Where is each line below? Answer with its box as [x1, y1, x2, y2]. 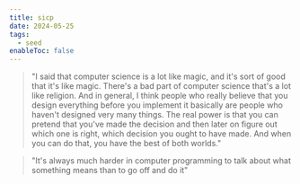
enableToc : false [9, 47, 75, 56]
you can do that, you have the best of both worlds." [31, 138, 222, 149]
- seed [17, 38, 42, 48]
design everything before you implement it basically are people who [31, 100, 283, 110]
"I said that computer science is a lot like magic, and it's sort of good [31, 71, 286, 82]
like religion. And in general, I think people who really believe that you [31, 91, 288, 101]
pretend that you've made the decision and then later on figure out [31, 118, 278, 130]
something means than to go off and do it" [31, 165, 189, 176]
